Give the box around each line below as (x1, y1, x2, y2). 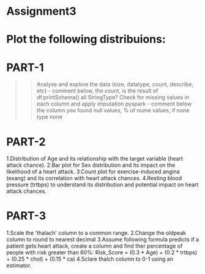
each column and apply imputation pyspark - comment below (36, 100, 192, 108)
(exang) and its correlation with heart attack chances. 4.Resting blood (6, 175, 182, 182)
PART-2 (6, 135, 46, 148)
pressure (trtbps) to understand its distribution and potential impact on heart (6, 181, 199, 188)
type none (36, 113, 63, 121)
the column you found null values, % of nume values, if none (36, 107, 190, 114)
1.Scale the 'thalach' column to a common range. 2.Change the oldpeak (6, 229, 187, 237)
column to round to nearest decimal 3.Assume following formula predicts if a (6, 236, 199, 243)
